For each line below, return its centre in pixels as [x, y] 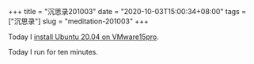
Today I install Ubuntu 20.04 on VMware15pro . [84, 37]
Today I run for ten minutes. [53, 52]
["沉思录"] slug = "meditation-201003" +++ [78, 21]
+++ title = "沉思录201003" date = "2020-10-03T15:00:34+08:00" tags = [127, 11]
